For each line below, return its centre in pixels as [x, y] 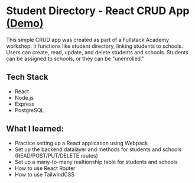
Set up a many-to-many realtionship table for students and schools [96, 162]
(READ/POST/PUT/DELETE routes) [56, 155]
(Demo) [25, 23]
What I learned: [35, 129]
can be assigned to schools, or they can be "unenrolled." [75, 58]
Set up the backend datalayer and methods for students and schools [98, 149]
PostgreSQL [29, 110]
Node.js [24, 97]
